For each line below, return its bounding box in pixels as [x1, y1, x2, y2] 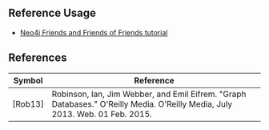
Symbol [13, 75, 43, 86]
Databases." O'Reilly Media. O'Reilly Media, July [51, 98, 233, 109]
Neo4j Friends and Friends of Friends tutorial [19, 27, 168, 37]
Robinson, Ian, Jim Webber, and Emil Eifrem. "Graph [51, 88, 247, 100]
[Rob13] [12, 98, 44, 109]
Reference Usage [8, 6, 97, 20]
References [8, 51, 67, 65]
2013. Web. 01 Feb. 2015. [51, 108, 152, 120]
